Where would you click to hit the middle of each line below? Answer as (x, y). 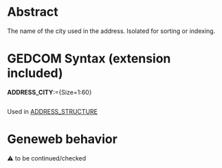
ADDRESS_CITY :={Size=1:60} (49, 92)
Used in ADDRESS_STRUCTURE (53, 111)
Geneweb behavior (63, 140)
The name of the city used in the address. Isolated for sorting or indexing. (111, 31)
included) (35, 73)
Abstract (33, 12)
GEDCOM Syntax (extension (89, 59)
